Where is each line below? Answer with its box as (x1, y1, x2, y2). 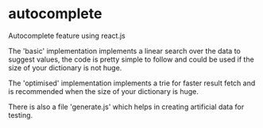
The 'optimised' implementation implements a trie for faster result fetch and (8, 78, 256, 88)
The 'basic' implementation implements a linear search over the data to (8, 46, 241, 55)
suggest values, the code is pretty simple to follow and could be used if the (8, 55, 254, 64)
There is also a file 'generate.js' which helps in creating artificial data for (8, 102, 245, 111)
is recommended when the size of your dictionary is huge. (8, 86, 199, 96)
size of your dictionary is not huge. (8, 62, 122, 72)
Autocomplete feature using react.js (8, 31, 126, 40)
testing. (8, 110, 33, 119)
